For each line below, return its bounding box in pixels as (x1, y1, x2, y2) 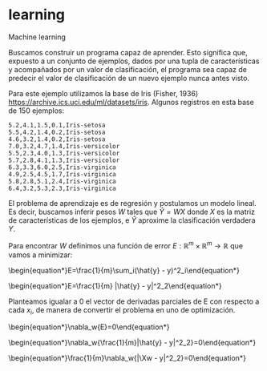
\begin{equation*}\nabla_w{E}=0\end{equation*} (8, 322, 170, 332)
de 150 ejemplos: (8, 106, 65, 115)
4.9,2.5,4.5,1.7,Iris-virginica (8, 170, 116, 178)
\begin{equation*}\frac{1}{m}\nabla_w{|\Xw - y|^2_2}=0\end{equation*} (8, 353, 247, 363)
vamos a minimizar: (8, 250, 73, 260)
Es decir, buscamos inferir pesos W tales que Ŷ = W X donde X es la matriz (8, 207, 255, 216)
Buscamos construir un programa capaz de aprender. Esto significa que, (8, 47, 248, 57)
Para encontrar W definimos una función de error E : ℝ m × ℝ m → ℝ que (8, 239, 243, 250)
